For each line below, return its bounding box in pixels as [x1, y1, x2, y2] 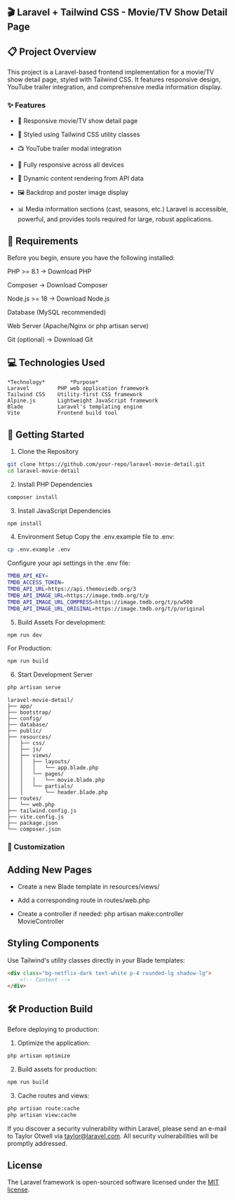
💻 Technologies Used [7, 356, 105, 368]
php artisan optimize [7, 1052, 71, 1059]
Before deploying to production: [7, 1025, 100, 1033]
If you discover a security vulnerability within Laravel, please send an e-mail [7, 1124, 227, 1133]
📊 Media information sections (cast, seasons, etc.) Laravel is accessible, [17, 204, 229, 213]
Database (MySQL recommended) [7, 308, 107, 317]
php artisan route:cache [7, 1104, 80, 1112]
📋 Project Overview [7, 46, 97, 58]
